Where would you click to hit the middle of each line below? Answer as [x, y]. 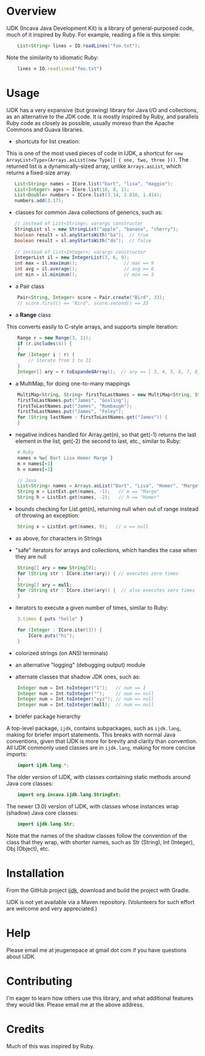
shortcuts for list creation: [48, 141]
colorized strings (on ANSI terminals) [62, 653]
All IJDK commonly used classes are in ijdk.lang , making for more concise [101, 748]
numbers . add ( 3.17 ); [39, 201]
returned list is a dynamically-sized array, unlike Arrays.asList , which [94, 166]
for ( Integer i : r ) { [46, 355]
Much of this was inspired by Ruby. [50, 1046]
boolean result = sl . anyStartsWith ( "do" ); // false [83, 240]
